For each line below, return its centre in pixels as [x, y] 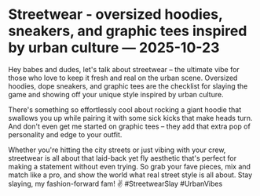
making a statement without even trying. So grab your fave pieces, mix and [130, 166]
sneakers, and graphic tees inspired [128, 31]
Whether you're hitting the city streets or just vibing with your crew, [117, 150]
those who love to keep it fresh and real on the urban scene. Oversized [123, 78]
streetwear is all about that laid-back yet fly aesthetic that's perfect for [123, 158]
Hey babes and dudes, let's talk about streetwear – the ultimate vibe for [124, 69]
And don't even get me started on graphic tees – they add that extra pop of [130, 126]
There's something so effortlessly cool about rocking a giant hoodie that [125, 109]
